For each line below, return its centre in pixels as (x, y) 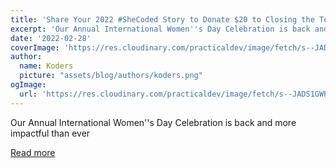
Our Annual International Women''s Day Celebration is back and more (153, 122)
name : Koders (46, 66)
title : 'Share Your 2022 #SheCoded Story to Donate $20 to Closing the (162, 19)
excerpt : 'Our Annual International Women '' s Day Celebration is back (160, 29)
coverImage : (35, 47)
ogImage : (28, 85)
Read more (33, 152)
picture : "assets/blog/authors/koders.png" (111, 76)
